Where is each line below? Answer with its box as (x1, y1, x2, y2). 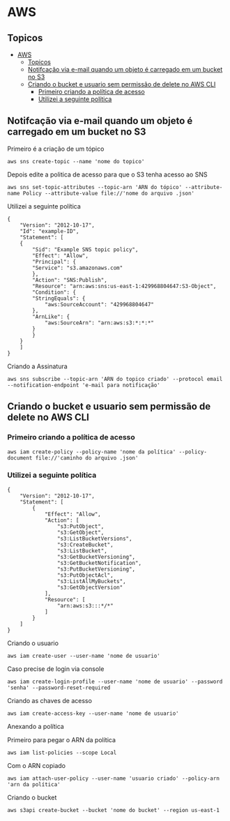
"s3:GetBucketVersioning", (56, 553, 136, 560)
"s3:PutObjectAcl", (56, 571, 114, 579)
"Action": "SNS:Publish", (32, 276, 108, 283)
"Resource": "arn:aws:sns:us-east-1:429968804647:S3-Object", (32, 283, 217, 289)
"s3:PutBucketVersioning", (56, 566, 136, 573)
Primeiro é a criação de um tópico (7, 144, 105, 153)
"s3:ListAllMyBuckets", (56, 578, 127, 585)
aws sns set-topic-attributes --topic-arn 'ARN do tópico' (7, 183, 183, 190)
